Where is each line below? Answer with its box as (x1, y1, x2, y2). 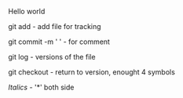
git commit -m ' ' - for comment (8, 37, 110, 46)
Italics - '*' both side (8, 82, 75, 92)
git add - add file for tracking (8, 22, 101, 31)
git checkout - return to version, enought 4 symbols (8, 67, 175, 77)
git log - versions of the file (8, 53, 96, 61)
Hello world (8, 7, 46, 16)
